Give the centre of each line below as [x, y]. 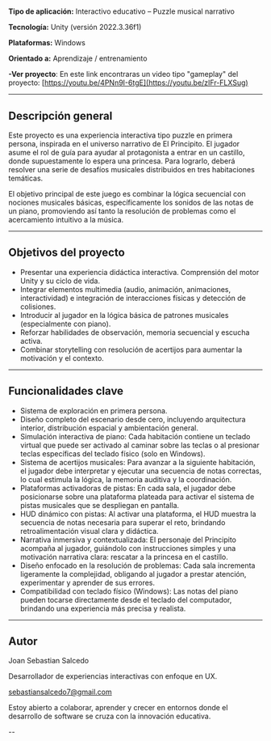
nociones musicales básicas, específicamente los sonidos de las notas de [131, 202]
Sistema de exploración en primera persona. [94, 410]
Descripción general [60, 116]
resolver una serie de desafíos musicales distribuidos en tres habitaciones [132, 169]
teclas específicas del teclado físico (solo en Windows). [113, 453]
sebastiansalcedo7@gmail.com [60, 692]
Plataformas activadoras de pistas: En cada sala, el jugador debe [128, 488]
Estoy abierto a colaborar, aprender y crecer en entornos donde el [118, 708]
